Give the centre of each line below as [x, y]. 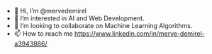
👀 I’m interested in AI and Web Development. [79, 18]
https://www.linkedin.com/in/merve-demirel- [139, 34]
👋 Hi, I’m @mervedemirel [50, 11]
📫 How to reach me [43, 34]
